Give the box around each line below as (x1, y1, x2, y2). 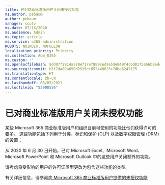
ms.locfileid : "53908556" (5, 85, 58, 90)
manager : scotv (5, 21, 36, 26)
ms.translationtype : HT (5, 71, 54, 76)
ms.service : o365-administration (5, 39, 74, 44)
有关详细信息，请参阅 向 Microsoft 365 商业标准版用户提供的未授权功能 (5, 175, 148, 181)
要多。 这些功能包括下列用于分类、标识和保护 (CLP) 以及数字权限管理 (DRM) (5, 131, 160, 137)
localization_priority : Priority (5, 48, 74, 53)
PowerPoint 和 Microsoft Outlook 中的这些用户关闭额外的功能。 (25, 154, 153, 160)
